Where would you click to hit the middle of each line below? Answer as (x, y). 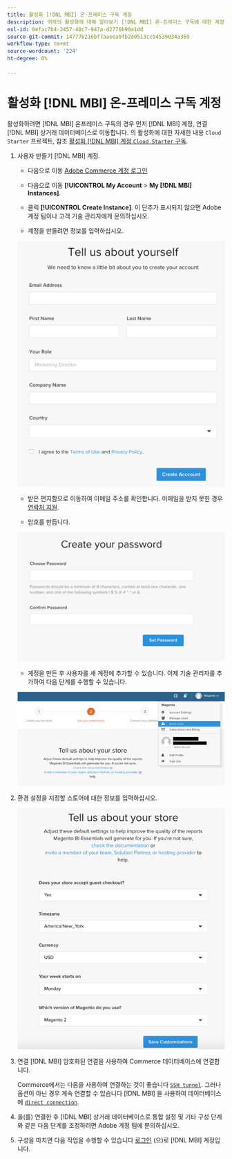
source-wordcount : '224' (43, 51)
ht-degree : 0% (28, 59)
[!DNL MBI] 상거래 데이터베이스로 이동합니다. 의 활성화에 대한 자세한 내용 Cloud (114, 132)
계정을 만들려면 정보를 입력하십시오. (76, 230)
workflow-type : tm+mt (38, 44)
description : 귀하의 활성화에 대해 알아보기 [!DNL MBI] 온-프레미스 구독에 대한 (109, 22)
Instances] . (44, 193)
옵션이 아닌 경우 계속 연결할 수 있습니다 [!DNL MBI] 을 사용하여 (101, 1093)
